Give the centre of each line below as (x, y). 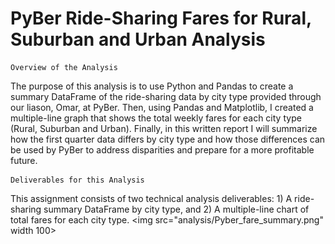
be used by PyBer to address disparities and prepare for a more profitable (162, 149)
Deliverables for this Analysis (77, 180)
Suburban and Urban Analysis (138, 39)
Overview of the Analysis (64, 67)
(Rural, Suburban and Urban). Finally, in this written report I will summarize (164, 128)
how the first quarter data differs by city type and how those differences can (168, 139)
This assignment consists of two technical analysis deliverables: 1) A (151, 198)
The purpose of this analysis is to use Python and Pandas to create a (152, 86)
